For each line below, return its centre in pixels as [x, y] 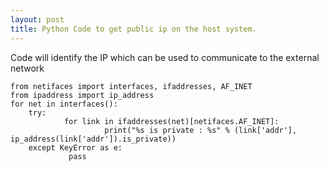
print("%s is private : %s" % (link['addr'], [201, 130]
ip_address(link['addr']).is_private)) [93, 139]
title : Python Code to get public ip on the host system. [133, 29]
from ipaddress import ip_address [82, 95]
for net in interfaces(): [64, 104]
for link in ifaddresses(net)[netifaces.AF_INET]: [171, 121]
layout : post [37, 19]
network [27, 68]
